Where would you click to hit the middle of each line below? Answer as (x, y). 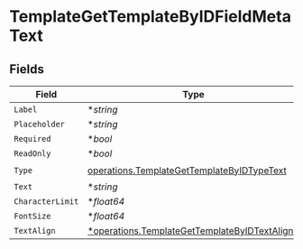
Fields (27, 69)
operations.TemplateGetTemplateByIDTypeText (187, 171)
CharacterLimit (46, 202)
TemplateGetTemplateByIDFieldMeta (150, 17)
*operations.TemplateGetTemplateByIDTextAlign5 (193, 231)
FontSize (32, 216)
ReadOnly (32, 154)
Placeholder (40, 124)
